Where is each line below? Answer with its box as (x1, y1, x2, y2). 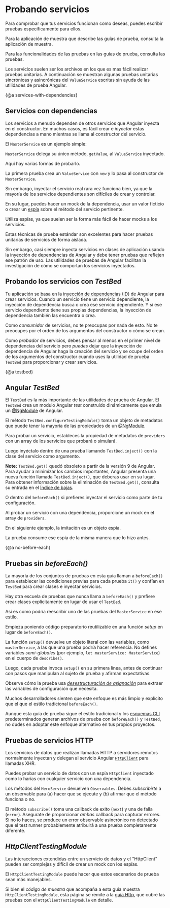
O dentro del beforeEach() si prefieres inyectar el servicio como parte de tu (5, 495, 162, 501)
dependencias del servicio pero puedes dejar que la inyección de (5, 342, 142, 348)
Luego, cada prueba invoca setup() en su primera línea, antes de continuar (5, 665, 163, 671)
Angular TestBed (5, 383, 60, 392)
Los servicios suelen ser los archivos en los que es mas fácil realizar (5, 66, 149, 72)
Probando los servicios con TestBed (5, 277, 122, 286)
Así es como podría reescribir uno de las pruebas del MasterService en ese (5, 609, 162, 615)
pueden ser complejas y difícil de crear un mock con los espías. (5, 861, 139, 867)
